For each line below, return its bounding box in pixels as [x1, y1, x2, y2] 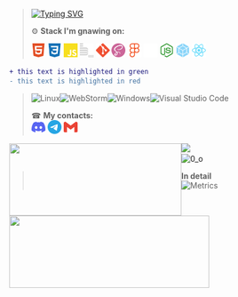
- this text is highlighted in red [9, 76, 141, 85]
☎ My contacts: [30, 109, 93, 120]
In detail [181, 170, 212, 181]
